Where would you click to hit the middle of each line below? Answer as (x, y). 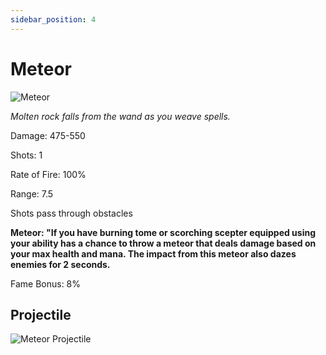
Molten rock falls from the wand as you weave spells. (120, 116)
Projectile (41, 314)
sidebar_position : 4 (53, 19)
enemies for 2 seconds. (60, 264)
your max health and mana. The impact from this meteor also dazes (153, 253)
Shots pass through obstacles (71, 213)
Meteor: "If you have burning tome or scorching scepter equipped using (163, 232)
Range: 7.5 (32, 193)
